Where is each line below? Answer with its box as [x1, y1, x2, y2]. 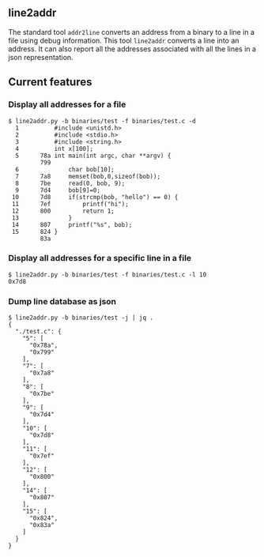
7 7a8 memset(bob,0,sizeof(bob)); [15, 172, 160, 180]
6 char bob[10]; [15, 165, 115, 173]
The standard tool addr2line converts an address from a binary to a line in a [8, 27, 255, 36]
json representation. [8, 52, 74, 62]
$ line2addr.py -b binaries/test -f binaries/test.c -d [8, 117, 196, 125]
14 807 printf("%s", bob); [11, 220, 133, 228]
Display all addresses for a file [8, 99, 126, 110]
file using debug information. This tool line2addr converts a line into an [8, 36, 239, 45]
